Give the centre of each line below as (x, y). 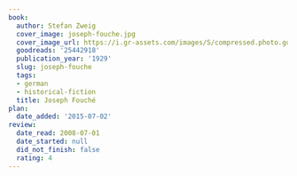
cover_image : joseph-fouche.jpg (76, 34)
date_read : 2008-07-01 (58, 133)
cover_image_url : (48, 42)
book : (18, 17)
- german (32, 84)
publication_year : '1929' (64, 59)
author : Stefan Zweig (56, 26)
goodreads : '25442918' (58, 51)
